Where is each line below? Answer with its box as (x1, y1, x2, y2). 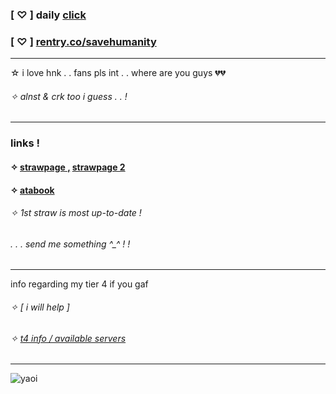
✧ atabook (10, 184, 55, 196)
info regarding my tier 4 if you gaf (10, 278, 149, 290)
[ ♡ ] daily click (10, 8, 87, 22)
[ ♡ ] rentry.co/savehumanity (10, 34, 157, 48)
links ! (10, 136, 41, 150)
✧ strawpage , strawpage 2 (10, 161, 126, 173)
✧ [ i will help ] (10, 301, 70, 313)
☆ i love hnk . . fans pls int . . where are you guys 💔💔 (10, 67, 227, 79)
